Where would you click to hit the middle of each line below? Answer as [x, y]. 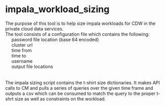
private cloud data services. [34, 28]
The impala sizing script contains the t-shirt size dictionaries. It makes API [82, 83]
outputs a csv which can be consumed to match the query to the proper [80, 93]
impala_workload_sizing [57, 9]
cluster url [22, 45]
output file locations [32, 66]
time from [22, 50]
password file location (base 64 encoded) [55, 40]
